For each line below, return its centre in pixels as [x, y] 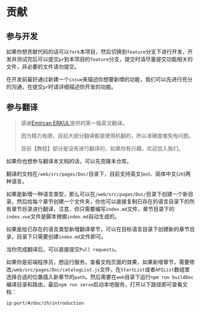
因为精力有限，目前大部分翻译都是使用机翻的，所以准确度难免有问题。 [107, 136]
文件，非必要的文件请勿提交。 [43, 67]
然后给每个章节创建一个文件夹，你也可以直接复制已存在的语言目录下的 [103, 201]
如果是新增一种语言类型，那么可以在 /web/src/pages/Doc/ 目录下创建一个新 [97, 194]
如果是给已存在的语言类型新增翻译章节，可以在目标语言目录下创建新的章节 [98, 229]
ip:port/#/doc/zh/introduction [45, 303]
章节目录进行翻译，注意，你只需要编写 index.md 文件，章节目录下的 [93, 209]
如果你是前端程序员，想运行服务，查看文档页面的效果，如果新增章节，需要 [98, 262]
